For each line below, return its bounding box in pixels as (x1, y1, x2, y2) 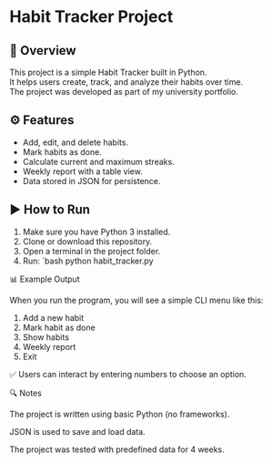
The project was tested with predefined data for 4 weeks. (9, 444, 225, 455)
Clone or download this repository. (22, 235, 153, 247)
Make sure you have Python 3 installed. (22, 226, 171, 237)
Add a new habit (22, 312, 85, 323)
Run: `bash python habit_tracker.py (22, 255, 154, 266)
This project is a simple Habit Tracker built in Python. (9, 67, 207, 77)
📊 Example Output (9, 273, 80, 284)
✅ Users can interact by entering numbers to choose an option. (9, 368, 247, 379)
